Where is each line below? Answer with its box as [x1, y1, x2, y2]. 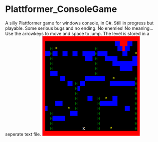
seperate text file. [5, 131, 41, 137]
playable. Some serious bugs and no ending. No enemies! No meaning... [5, 25, 154, 31]
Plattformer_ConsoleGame [5, 3, 117, 15]
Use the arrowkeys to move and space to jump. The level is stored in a [5, 30, 150, 36]
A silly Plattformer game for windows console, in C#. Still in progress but [5, 20, 154, 26]
